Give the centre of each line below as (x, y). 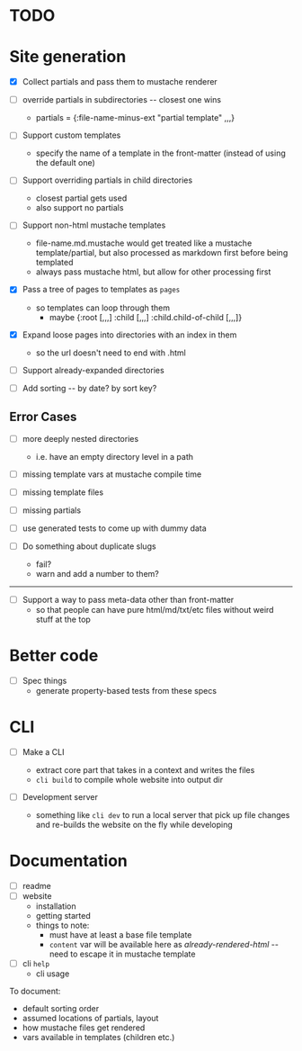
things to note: (62, 925)
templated (54, 263)
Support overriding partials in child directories (107, 180)
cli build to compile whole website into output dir (129, 779)
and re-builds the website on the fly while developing (134, 825)
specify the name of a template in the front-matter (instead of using (160, 153)
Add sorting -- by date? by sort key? (89, 388)
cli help (36, 964)
